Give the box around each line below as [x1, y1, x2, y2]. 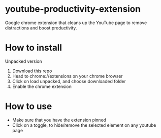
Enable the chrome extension [12, 83, 72, 89]
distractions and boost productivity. [5, 25, 77, 30]
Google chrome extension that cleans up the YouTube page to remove [5, 20, 147, 26]
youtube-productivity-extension [5, 3, 141, 15]
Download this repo [12, 68, 52, 74]
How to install [5, 42, 63, 54]
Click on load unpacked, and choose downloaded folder [12, 78, 126, 84]
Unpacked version [5, 58, 42, 64]
